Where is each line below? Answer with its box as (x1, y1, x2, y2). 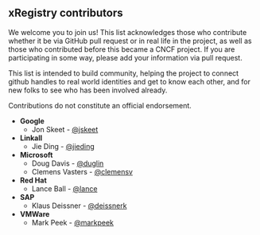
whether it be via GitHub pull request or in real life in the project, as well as (8, 36, 252, 45)
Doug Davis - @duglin (31, 159, 104, 168)
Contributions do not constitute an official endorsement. (8, 100, 192, 110)
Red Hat (19, 175, 48, 185)
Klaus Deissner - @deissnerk (31, 201, 127, 210)
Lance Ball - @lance (31, 183, 98, 194)
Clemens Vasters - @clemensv (31, 166, 134, 176)
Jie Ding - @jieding (31, 141, 95, 151)
